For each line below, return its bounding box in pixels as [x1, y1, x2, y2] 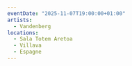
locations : [7, 29, 39, 36]
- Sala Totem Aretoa [13, 36, 73, 43]
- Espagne [13, 49, 42, 56]
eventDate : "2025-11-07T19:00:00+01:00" [7, 10, 126, 17]
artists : [7, 16, 33, 23]
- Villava [13, 42, 42, 49]
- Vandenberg [13, 23, 51, 30]
